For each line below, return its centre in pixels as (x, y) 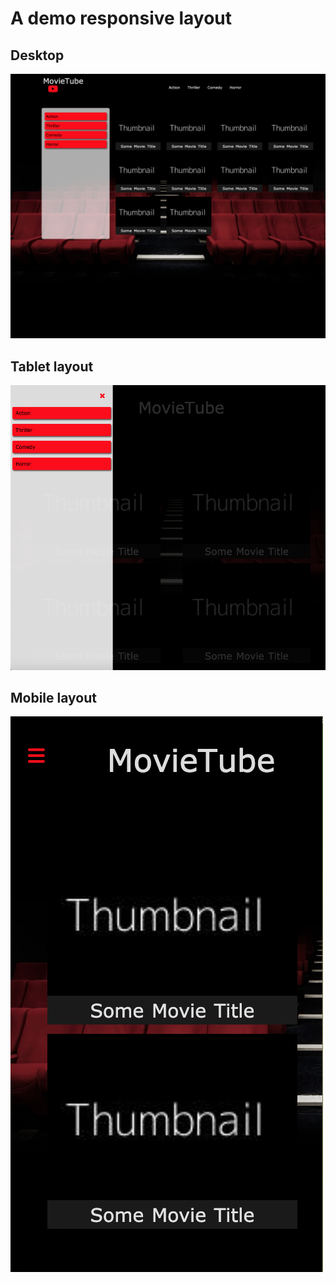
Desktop (37, 55)
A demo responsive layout (121, 18)
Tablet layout (52, 366)
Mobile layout (53, 697)
